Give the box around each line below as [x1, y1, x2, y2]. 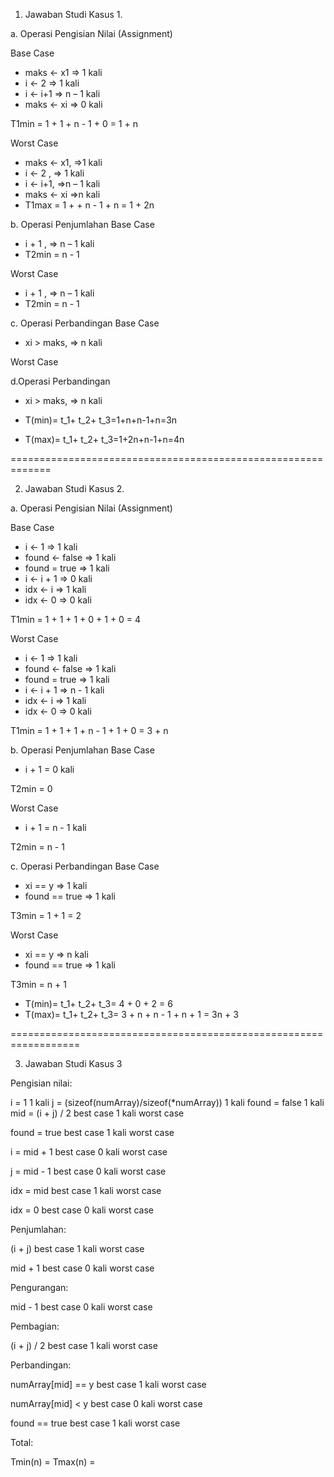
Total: [10, 1437, 34, 1448]
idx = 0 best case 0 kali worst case [10, 1204, 154, 1216]
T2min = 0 [10, 783, 53, 794]
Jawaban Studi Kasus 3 [24, 1058, 123, 1069]
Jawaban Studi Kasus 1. [24, 9, 123, 20]
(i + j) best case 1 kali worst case [10, 1243, 145, 1254]
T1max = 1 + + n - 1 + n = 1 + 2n [24, 199, 155, 211]
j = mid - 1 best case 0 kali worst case [10, 1165, 167, 1177]
